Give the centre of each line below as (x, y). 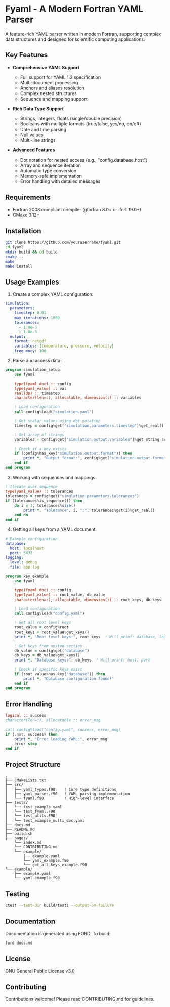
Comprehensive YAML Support (46, 67)
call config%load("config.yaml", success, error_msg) (63, 730)
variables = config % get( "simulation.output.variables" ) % (76, 439)
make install (19, 266)
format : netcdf (30, 341)
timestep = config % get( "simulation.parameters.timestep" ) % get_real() (89, 426)
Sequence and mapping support (54, 99)
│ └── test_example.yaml (34, 807)
